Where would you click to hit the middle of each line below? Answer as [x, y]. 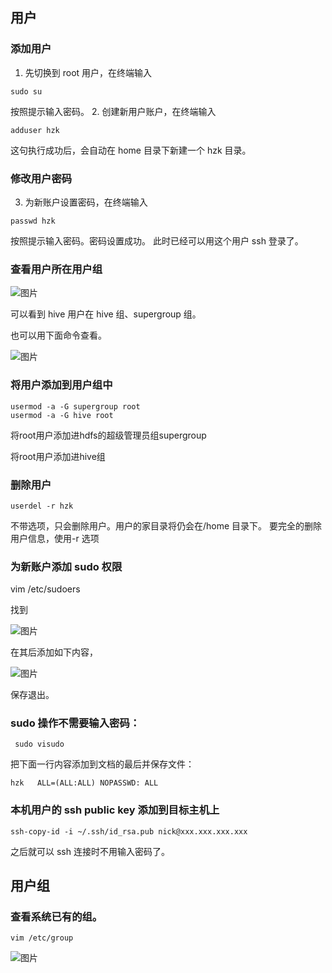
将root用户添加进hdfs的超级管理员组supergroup [108, 435]
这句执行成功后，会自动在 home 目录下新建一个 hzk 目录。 [131, 150]
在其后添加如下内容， [54, 652]
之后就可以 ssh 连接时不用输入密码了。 [90, 851]
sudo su [26, 91]
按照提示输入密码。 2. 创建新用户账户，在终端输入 [113, 111]
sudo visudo [39, 744]
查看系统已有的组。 [56, 917]
